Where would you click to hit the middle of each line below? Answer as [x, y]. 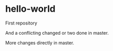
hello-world [31, 9]
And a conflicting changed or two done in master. [57, 33]
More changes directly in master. [40, 43]
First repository [21, 23]
